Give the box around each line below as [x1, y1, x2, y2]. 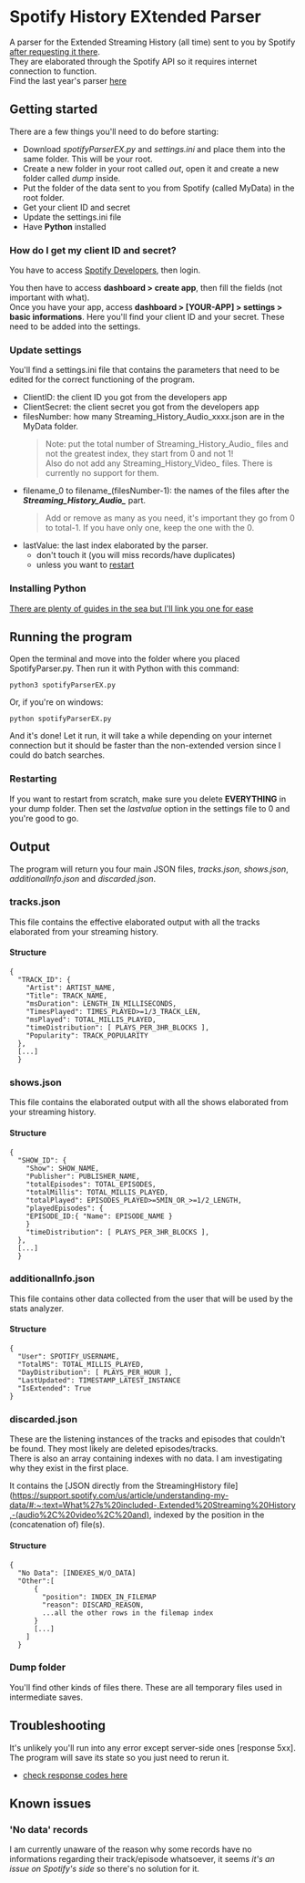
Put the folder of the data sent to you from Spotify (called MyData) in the [22, 182, 295, 193]
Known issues [9, 1796, 92, 1812]
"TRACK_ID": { [17, 976, 71, 985]
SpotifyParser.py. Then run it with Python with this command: [9, 663, 239, 674]
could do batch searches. [9, 750, 106, 760]
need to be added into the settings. [9, 321, 141, 332]
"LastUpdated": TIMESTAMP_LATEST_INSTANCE [17, 1376, 181, 1385]
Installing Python [9, 582, 86, 595]
